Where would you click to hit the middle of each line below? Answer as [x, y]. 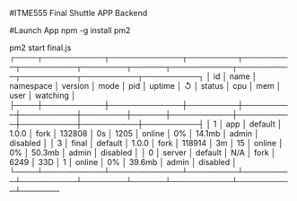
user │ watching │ [43, 95]
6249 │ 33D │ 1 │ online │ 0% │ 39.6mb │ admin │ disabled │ [123, 162]
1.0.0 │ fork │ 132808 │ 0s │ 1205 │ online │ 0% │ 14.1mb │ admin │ [135, 133]
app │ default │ [254, 124]
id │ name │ [235, 76]
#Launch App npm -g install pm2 [70, 30]
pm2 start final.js [40, 48]
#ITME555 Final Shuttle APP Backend [79, 13]
